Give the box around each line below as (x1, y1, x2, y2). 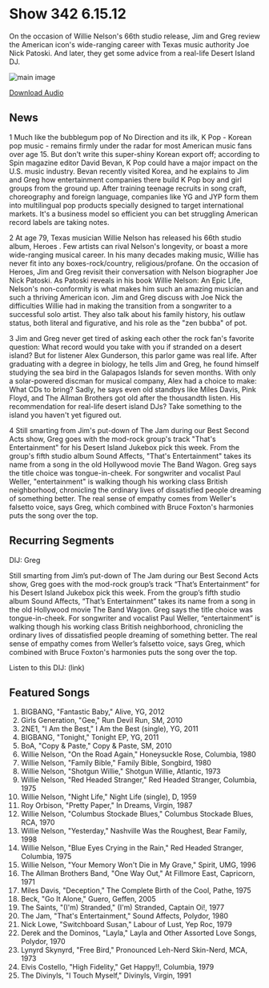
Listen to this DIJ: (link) (9, 662, 85, 673)
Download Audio (9, 87, 64, 97)
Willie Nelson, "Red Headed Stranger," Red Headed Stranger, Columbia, (20, 775, 257, 785)
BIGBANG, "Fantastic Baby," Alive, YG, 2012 (20, 707, 165, 717)
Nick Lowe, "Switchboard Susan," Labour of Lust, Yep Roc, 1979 (20, 920, 233, 930)
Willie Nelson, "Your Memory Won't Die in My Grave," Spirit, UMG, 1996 (20, 860, 257, 870)
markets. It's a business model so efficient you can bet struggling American (9, 209, 259, 219)
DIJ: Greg (9, 555, 41, 564)
